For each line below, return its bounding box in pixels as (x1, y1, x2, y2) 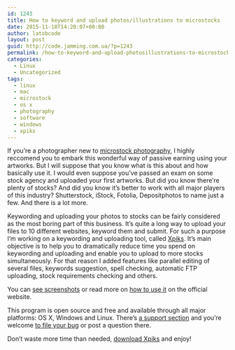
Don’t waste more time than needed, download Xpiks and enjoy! (7, 335, 192, 343)
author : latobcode (7, 29, 61, 37)
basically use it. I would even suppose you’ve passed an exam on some (7, 169, 213, 177)
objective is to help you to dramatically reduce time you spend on (7, 242, 196, 251)
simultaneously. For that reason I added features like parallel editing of (7, 257, 210, 265)
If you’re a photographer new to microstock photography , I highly (7, 146, 195, 155)
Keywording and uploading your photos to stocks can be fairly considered (7, 212, 220, 220)
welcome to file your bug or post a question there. (7, 321, 152, 330)
